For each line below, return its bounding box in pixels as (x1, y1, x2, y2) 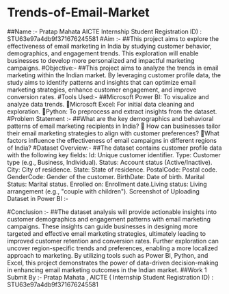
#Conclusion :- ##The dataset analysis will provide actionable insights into (7, 207, 217, 216)
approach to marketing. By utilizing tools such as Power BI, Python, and (7, 251, 208, 259)
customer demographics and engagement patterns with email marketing (7, 215, 211, 223)
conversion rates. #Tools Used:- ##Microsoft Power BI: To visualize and (7, 92, 210, 101)
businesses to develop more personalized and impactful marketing (7, 56, 195, 64)
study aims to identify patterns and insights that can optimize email (7, 78, 196, 86)
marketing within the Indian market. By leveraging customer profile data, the (7, 70, 221, 79)
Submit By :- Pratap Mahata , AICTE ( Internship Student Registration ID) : (7, 273, 214, 281)
